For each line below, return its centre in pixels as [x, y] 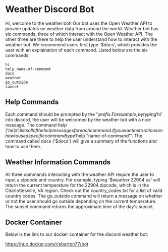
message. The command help [36, 125]
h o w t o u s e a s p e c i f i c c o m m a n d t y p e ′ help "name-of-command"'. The [74, 136]
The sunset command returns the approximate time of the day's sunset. [80, 206]
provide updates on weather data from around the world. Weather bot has [82, 28]
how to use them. [23, 146]
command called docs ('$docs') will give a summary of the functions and [81, 141]
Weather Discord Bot [50, 9]
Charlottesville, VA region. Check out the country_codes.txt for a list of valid [84, 191]
